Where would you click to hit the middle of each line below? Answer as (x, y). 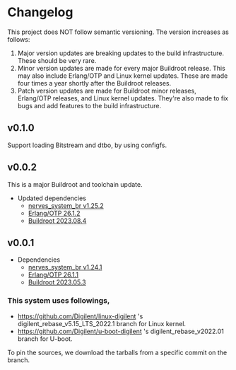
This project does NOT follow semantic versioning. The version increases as (118, 32)
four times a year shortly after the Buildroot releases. (94, 83)
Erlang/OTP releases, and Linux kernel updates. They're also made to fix (123, 98)
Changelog (40, 12)
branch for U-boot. (45, 339)
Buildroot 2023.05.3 (57, 282)
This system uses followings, (59, 301)
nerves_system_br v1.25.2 (66, 205)
